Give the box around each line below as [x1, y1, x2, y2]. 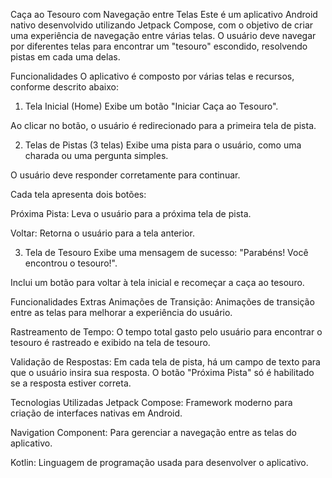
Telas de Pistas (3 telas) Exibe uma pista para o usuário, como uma [24, 139, 302, 151]
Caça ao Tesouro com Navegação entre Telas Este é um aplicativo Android [10, 9, 318, 20]
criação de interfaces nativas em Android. [10, 407, 183, 419]
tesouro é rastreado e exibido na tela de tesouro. [10, 337, 211, 348]
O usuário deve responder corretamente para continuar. [10, 169, 241, 181]
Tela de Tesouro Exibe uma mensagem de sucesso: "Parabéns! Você [24, 247, 309, 258]
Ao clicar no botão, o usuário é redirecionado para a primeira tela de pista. [10, 120, 317, 131]
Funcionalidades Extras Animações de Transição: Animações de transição [10, 296, 315, 308]
